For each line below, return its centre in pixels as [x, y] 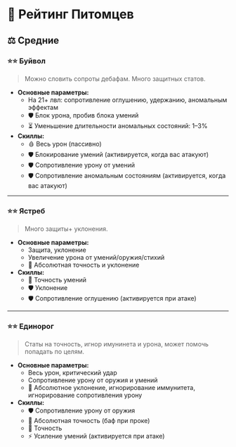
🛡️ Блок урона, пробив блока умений [83, 115]
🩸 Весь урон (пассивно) [65, 144]
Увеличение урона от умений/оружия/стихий [96, 258]
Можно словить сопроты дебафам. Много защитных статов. [115, 78]
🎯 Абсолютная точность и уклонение [84, 265]
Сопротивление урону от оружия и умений [93, 380]
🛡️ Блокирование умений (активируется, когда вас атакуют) [118, 154]
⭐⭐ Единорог [31, 327]
